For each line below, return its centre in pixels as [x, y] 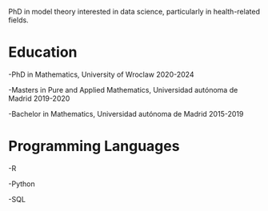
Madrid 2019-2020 [39, 98]
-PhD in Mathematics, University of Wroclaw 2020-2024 [101, 74]
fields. [19, 20]
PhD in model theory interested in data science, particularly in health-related [134, 12]
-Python [22, 184]
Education [43, 52]
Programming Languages [94, 146]
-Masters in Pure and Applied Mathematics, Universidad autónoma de [123, 90]
